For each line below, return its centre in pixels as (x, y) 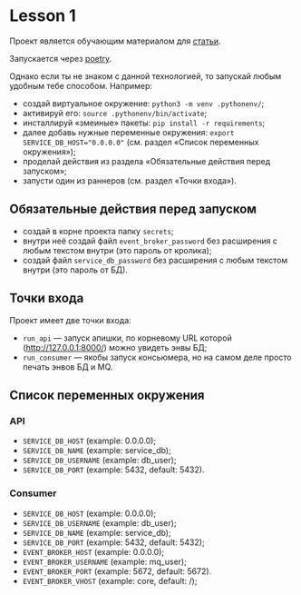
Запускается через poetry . (61, 58)
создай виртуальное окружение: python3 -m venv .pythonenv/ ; (143, 103)
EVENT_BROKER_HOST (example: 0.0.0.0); (93, 551)
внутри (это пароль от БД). (75, 270)
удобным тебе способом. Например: (81, 85)
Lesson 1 (43, 16)
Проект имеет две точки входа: (70, 320)
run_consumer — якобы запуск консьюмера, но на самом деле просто (157, 357)
